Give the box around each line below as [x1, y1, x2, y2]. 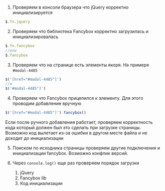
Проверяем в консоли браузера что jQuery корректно [12, 5, 129, 10]
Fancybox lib [20, 175, 47, 181]
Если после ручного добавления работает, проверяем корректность [5, 119, 153, 125]
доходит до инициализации [5, 135, 64, 141]
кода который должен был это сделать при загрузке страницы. [5, 125, 141, 130]
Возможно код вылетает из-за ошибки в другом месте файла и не [5, 130, 147, 136]
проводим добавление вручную [12, 100, 82, 107]
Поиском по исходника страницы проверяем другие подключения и [12, 145, 160, 151]
